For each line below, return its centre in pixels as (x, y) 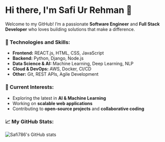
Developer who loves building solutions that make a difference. (70, 29)
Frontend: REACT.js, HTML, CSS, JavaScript (58, 53)
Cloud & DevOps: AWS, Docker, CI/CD (52, 69)
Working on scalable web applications (52, 103)
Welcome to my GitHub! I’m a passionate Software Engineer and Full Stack (82, 24)
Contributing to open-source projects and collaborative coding (78, 109)
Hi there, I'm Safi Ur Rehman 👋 (69, 10)
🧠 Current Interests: (29, 87)
